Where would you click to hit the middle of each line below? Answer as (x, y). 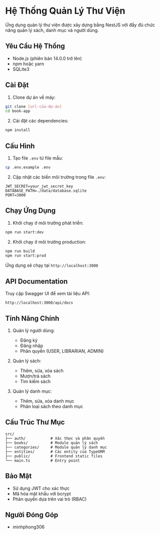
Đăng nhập (32, 345)
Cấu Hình (20, 146)
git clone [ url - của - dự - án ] (34, 106)
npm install (18, 130)
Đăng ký (29, 340)
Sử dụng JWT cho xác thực (41, 488)
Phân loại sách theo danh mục (51, 406)
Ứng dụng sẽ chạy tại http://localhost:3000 (52, 265)
